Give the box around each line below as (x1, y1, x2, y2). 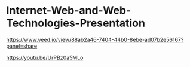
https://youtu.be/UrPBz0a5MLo (6, 54, 84, 61)
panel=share (6, 42, 38, 50)
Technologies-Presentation (6, 16, 145, 30)
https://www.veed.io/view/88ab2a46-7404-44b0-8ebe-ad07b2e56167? (6, 36, 184, 43)
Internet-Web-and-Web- (6, 4, 131, 17)
